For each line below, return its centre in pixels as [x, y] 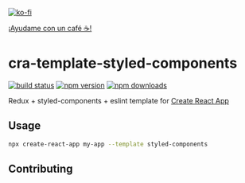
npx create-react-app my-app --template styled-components [108, 144]
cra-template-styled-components [123, 63]
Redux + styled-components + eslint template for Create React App [119, 100]
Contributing [41, 169]
